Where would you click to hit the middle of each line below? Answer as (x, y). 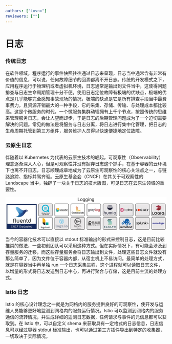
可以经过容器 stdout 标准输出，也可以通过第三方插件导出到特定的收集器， (87, 330)
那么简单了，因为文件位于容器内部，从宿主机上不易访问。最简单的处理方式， (86, 258)
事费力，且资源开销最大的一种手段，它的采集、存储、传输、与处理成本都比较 (86, 105)
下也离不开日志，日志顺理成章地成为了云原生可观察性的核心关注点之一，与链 (86, 170)
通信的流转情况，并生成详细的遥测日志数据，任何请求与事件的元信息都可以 (84, 317)
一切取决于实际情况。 (28, 336)
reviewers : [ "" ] (23, 16)
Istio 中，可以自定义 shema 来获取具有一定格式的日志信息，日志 (92, 323)
